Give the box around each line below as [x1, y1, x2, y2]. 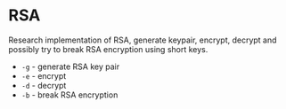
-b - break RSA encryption [20, 90, 118, 100]
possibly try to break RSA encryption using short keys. [8, 43, 208, 54]
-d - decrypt [20, 80, 67, 90]
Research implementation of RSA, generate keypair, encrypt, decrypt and [8, 35, 277, 45]
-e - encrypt [20, 70, 67, 81]
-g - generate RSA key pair [20, 61, 120, 72]
